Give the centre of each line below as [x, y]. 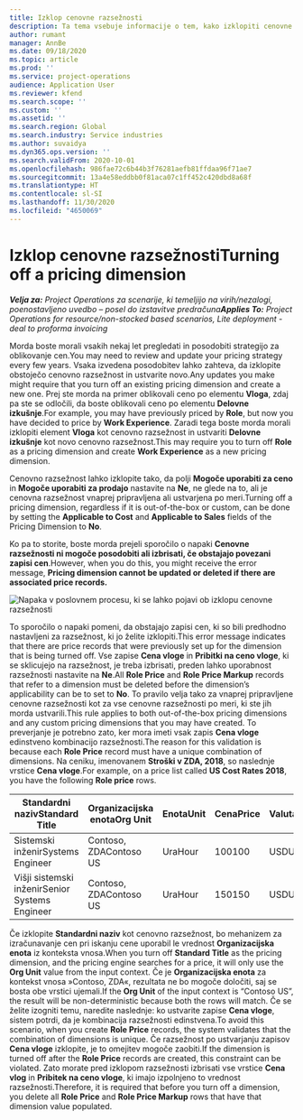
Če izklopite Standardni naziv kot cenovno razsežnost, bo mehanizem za [146, 933]
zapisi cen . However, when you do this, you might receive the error [133, 563]
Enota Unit [184, 813]
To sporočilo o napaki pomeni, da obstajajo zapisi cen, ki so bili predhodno [148, 626]
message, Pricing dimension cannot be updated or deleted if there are [142, 572]
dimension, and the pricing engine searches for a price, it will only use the [147, 962]
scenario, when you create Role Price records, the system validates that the [150, 1029]
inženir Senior [42, 888]
